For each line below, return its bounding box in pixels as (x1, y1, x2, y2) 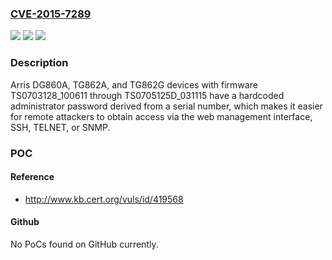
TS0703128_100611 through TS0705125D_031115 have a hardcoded (10, 89, 285, 101)
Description (10, 56, 69, 70)
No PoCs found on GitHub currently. (10, 238, 159, 250)
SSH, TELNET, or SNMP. (10, 121, 111, 133)
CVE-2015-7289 (10, 7, 92, 21)
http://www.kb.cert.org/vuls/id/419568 (24, 193, 184, 205)
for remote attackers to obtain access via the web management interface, (10, 110, 313, 122)
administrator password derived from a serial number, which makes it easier (10, 100, 323, 112)
